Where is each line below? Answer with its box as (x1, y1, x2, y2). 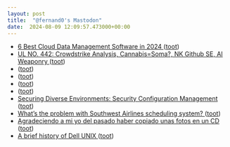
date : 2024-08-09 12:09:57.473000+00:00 (7, 23, 131, 30)
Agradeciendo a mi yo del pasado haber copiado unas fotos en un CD (17, 117, 220, 125)
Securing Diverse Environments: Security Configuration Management (17, 94, 218, 103)
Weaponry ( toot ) (17, 57, 65, 66)
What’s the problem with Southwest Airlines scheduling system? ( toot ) (17, 109, 221, 118)
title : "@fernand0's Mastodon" (7, 17, 102, 24)
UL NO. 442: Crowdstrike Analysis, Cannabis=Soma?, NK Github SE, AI (17, 50, 223, 58)
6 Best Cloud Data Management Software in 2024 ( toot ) (17, 43, 180, 51)
